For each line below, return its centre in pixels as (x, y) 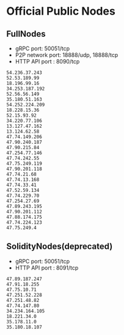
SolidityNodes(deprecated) (60, 247)
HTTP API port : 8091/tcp (47, 268)
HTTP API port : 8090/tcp (47, 61)
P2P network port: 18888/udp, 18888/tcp (67, 55)
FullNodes (26, 34)
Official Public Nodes (61, 11)
